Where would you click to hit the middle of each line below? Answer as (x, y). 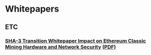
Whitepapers (32, 9)
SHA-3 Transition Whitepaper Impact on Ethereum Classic (75, 41)
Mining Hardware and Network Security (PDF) (61, 47)
